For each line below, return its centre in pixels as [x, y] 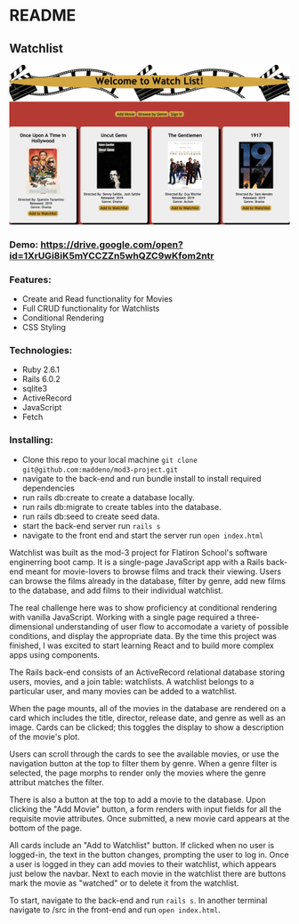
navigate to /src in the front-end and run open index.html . [115, 910]
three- [249, 617]
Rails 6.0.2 [41, 379]
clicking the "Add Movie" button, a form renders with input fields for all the [145, 809]
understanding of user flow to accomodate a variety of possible [172, 626]
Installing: [31, 440]
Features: [30, 280]
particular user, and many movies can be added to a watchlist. [123, 691]
